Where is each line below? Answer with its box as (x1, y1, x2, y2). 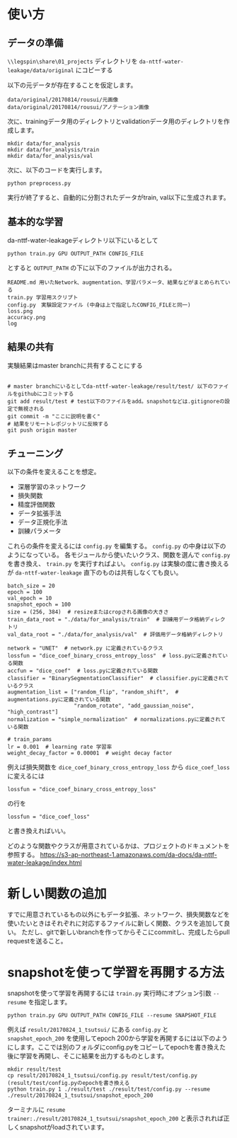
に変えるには (7, 772, 45, 781)
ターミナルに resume (7, 1105, 66, 1114)
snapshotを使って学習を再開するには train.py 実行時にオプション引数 (7, 989, 212, 998)
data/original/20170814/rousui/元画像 (7, 96, 119, 103)
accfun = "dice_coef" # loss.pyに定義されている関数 (7, 667, 158, 674)
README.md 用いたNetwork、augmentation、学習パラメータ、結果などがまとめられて (7, 279, 225, 286)
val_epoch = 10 (7, 595, 52, 602)
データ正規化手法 (17, 518, 68, 527)
